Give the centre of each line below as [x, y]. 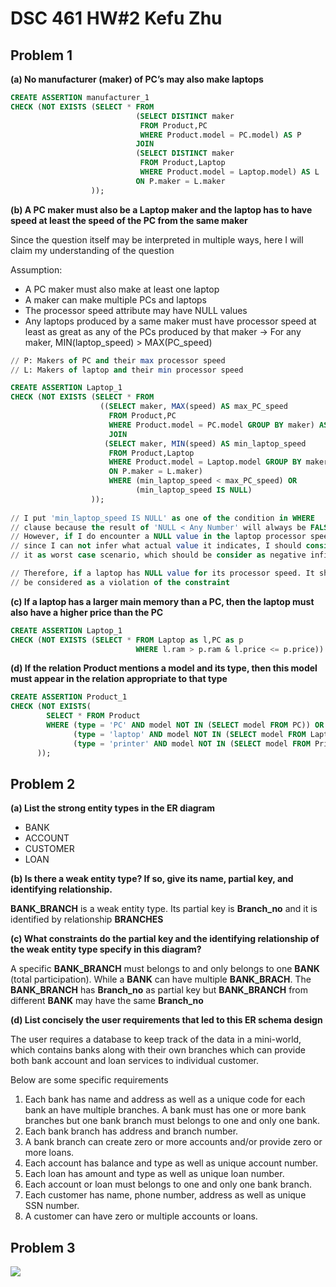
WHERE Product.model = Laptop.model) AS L [229, 172]
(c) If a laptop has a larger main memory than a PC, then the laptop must [162, 601]
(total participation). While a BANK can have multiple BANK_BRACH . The [161, 979]
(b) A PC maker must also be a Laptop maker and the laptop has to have [161, 209]
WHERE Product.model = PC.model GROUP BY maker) [211, 425]
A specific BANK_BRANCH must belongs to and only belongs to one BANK [165, 969]
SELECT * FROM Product [93, 716]
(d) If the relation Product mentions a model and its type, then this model [164, 668]
